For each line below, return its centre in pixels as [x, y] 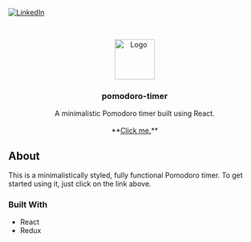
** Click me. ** [135, 131]
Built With [28, 205]
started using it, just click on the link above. [80, 184]
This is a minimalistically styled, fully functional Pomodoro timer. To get [125, 175]
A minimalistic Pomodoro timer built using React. [135, 113]
